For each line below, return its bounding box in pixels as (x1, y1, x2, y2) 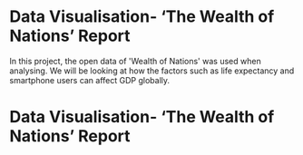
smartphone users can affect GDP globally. (9, 74, 171, 85)
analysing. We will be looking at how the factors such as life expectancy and (9, 65, 295, 76)
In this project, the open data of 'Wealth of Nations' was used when (9, 55, 261, 66)
